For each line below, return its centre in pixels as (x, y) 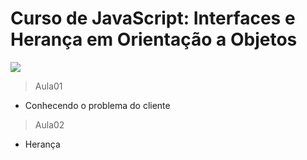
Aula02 (49, 124)
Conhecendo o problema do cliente (97, 105)
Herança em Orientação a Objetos (154, 39)
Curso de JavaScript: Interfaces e (153, 18)
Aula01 (48, 86)
